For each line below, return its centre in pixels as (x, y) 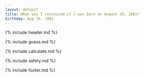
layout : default (22, 10)
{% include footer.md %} (30, 70)
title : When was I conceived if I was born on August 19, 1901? (72, 14)
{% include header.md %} (31, 33)
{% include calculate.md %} (33, 51)
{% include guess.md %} (30, 42)
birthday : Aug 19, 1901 (29, 19)
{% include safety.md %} (30, 61)
